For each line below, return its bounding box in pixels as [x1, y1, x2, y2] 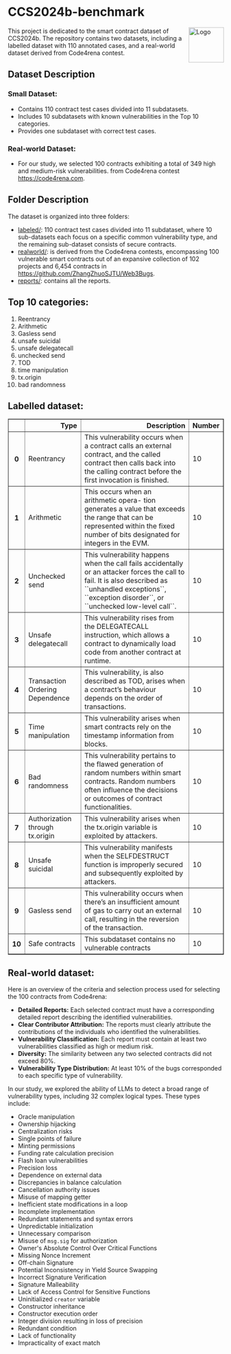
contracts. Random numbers [84, 777, 176, 786]
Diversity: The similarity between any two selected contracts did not [17, 1050, 212, 1058]
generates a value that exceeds [84, 504, 186, 514]
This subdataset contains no [84, 934, 175, 944]
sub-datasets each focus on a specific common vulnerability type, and [17, 233, 218, 241]
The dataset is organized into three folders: [8, 212, 130, 220]
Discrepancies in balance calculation [17, 1178, 122, 1186]
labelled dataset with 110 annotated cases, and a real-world [8, 41, 175, 49]
